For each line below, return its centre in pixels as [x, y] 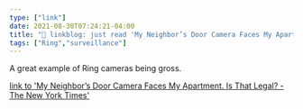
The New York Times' [50, 95]
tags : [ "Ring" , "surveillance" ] [68, 43]
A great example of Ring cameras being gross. [96, 68]
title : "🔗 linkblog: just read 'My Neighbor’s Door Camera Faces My [141, 34]
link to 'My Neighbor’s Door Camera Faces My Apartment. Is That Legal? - [147, 86]
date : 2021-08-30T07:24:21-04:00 [72, 26]
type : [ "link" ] [38, 18]
